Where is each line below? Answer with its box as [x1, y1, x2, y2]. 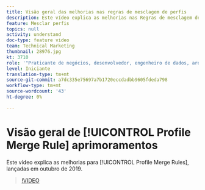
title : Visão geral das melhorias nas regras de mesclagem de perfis [6, 9, 187, 15]
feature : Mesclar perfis [6, 20, 70, 26]
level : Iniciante [6, 65, 51, 72]
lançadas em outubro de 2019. [6, 165, 83, 172]
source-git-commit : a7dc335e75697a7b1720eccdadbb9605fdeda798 [6, 77, 168, 83]
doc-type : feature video [6, 37, 70, 43]
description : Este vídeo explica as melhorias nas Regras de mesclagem [6, 15, 192, 21]
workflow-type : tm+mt [6, 83, 62, 89]
